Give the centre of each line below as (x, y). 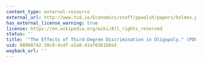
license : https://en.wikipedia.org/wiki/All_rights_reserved (84, 28)
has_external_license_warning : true (52, 23)
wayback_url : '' (26, 51)
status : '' (20, 34)
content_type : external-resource (48, 12)
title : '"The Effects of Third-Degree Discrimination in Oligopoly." (95, 40)
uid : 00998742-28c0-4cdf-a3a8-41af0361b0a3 (62, 46)
